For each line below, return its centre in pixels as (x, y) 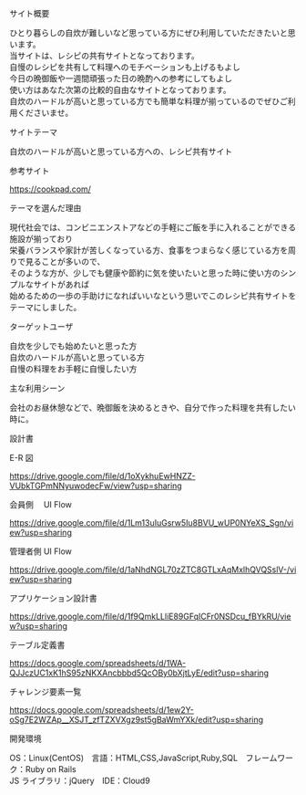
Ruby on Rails (51, 769)
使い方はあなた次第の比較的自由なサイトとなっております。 (121, 90)
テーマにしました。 (46, 307)
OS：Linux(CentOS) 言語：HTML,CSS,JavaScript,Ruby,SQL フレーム (143, 758)
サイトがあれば (61, 284)
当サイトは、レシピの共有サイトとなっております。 (105, 56)
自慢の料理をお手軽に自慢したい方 (73, 369)
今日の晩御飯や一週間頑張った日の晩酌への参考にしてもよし (121, 78)
